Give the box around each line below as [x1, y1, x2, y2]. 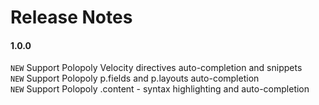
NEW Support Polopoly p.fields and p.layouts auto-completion [10, 72, 260, 85]
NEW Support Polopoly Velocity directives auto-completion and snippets [10, 62, 303, 74]
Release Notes [10, 6, 133, 29]
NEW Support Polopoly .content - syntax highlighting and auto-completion [10, 83, 310, 95]
